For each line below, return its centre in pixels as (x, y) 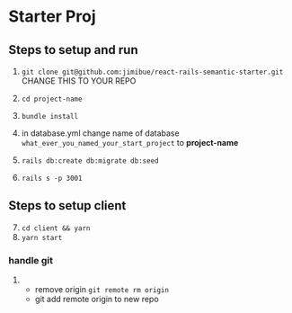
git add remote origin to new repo (97, 300)
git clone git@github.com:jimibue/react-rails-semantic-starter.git (152, 72)
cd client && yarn (56, 228)
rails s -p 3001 (52, 178)
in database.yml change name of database (101, 133)
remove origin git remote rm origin (102, 290)
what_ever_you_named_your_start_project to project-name (130, 143)
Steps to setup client (67, 206)
